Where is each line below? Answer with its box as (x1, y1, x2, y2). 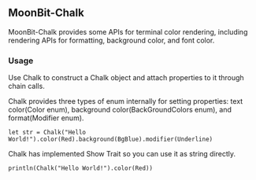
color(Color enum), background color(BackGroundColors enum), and (8, 105, 232, 115)
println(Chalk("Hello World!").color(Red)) (8, 164, 154, 172)
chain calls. (8, 82, 45, 91)
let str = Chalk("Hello (8, 129, 87, 137)
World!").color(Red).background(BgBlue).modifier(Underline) (8, 135, 213, 144)
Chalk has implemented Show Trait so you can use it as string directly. (8, 149, 236, 159)
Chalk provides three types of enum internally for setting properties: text (8, 97, 243, 106)
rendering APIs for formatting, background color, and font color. (8, 35, 215, 45)
